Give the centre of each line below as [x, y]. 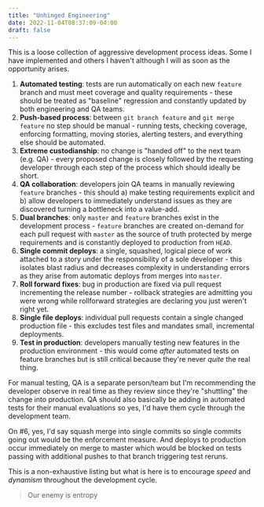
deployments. [42, 334]
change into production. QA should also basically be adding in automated [126, 399]
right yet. [34, 309]
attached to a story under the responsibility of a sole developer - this [130, 259]
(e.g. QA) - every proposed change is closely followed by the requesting [136, 159]
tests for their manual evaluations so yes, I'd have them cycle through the [126, 408]
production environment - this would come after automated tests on [129, 351]
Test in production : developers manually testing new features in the [130, 343]
